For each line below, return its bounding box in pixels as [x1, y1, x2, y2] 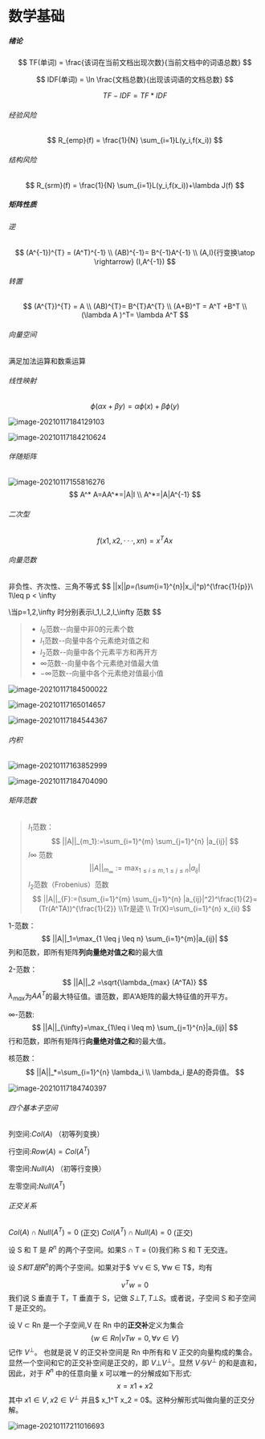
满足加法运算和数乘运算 [8, 356, 86, 365]
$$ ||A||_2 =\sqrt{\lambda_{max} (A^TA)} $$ [62, 977, 208, 987]
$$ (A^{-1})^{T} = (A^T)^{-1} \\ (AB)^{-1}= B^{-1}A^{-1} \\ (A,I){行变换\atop [14, 248, 255, 258]
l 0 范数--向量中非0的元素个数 [39, 624, 135, 635]
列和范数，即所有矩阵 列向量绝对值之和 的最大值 [8, 947, 163, 956]
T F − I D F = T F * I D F [103, 91, 167, 100]
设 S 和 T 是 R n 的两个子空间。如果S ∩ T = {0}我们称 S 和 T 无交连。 [8, 1244, 233, 1255]
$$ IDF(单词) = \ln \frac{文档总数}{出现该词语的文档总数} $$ [35, 75, 234, 84]
